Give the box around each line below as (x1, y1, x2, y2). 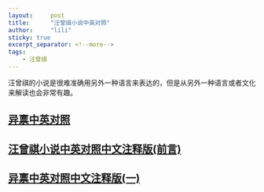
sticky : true (8, 33, 51, 42)
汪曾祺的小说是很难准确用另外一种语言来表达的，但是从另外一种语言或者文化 (8, 78, 256, 87)
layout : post (8, 11, 65, 20)
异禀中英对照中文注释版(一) (8, 172, 140, 185)
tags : (8, 48, 26, 56)
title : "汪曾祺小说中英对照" (8, 19, 111, 27)
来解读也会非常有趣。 (8, 87, 77, 97)
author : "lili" (8, 26, 72, 34)
